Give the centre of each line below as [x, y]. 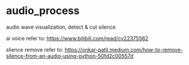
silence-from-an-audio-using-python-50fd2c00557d [70, 56]
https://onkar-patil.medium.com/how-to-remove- [124, 49]
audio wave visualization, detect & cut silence [61, 27]
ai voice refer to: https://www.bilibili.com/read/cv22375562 [77, 38]
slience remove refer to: [35, 49]
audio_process [43, 11]
